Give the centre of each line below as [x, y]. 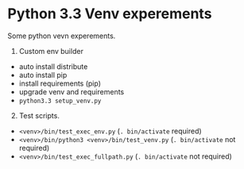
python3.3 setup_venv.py [60, 101]
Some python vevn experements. [62, 36]
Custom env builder [51, 51]
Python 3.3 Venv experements [110, 14]
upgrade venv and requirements [72, 91]
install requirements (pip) [60, 83]
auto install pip [43, 75]
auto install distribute [53, 66]
